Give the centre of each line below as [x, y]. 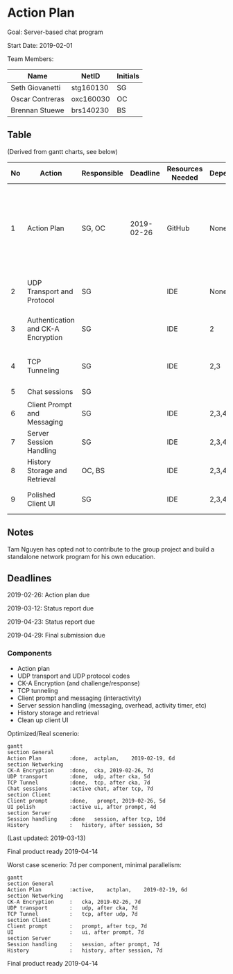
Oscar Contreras [37, 99]
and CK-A [44, 329]
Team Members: [31, 59]
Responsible [102, 173]
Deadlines [29, 578]
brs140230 [90, 110]
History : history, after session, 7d [85, 950]
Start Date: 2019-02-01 [40, 45]
